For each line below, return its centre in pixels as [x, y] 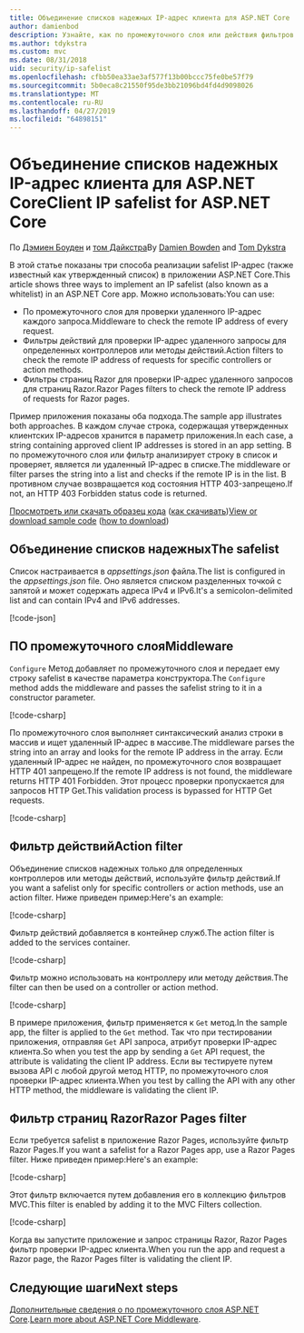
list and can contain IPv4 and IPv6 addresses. [95, 600]
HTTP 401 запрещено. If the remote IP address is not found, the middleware [151, 771]
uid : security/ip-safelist [60, 69]
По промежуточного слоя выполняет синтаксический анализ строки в [147, 732]
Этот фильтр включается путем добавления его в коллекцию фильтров [148, 1195]
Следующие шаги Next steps [94, 1288]
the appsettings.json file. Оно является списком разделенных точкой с [146, 581]
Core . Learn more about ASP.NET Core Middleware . [105, 1319]
